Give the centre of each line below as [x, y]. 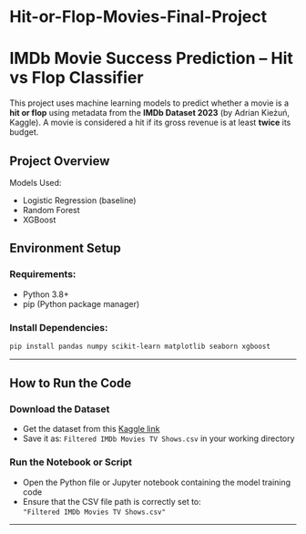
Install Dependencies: [59, 327]
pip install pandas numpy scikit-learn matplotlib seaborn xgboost [140, 346]
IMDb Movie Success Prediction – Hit [151, 59]
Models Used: [36, 182]
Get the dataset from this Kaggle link [91, 429]
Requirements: [43, 274]
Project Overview [60, 161]
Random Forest [51, 210]
